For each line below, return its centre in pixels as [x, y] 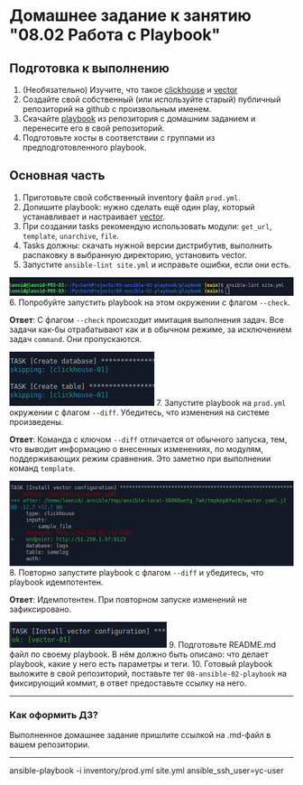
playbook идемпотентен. [56, 582]
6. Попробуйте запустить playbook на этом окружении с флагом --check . [150, 302]
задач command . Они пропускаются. [76, 338]
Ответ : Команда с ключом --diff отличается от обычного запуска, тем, [148, 439]
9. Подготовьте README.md [222, 645]
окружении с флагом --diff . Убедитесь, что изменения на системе [139, 412]
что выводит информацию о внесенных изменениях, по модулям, [137, 448]
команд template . [42, 468]
